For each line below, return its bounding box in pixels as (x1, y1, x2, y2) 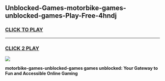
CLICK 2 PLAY (5, 45, 39, 52)
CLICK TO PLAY (5, 27, 43, 33)
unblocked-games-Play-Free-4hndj (5, 12, 117, 20)
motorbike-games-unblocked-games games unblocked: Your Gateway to (5, 65, 158, 71)
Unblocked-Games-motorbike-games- (5, 4, 127, 12)
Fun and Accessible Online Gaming (5, 70, 78, 76)
